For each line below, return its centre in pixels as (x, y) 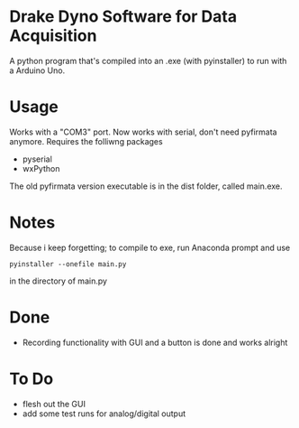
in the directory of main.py (59, 281)
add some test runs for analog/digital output (104, 414)
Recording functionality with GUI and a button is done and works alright (155, 342)
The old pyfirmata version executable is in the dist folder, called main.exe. (146, 186)
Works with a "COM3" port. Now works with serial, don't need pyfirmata (143, 132)
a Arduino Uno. (37, 70)
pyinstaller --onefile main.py (68, 264)
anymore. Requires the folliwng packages (86, 141)
